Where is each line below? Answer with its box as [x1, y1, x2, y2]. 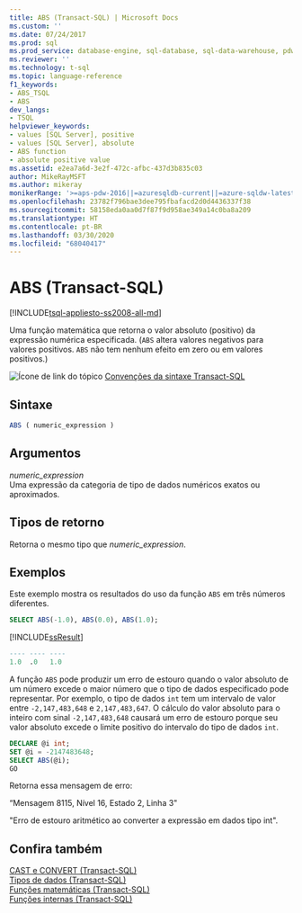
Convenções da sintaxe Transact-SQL [104, 371, 245, 382]
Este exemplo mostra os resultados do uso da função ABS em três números [9, 588, 286, 599]
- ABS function [9, 147, 67, 156]
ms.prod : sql [9, 38, 58, 48]
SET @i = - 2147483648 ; [9, 747, 94, 756]
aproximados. [9, 488, 60, 499]
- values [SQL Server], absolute [9, 139, 135, 148]
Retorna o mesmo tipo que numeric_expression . [9, 539, 186, 550]
